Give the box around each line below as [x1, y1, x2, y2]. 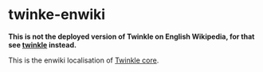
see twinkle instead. [8, 40, 77, 49]
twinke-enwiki [8, 6, 106, 24]
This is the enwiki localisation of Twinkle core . [8, 55, 159, 65]
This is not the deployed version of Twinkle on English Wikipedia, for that [8, 32, 255, 41]
